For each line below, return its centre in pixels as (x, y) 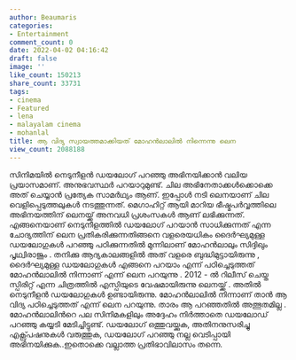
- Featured (29, 108)
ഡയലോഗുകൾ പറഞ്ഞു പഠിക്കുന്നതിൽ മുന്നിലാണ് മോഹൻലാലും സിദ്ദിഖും (139, 244)
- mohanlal (29, 133)
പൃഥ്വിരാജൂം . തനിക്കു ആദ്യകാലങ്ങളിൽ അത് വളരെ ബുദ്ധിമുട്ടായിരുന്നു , (134, 254)
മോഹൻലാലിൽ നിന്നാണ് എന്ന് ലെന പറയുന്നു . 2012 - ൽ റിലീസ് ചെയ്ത (139, 274)
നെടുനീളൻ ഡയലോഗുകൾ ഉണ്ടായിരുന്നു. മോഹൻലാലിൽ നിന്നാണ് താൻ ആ (148, 294)
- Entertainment (39, 34)
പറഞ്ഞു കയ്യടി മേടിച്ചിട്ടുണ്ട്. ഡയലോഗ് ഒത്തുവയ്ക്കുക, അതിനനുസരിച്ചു (130, 324)
